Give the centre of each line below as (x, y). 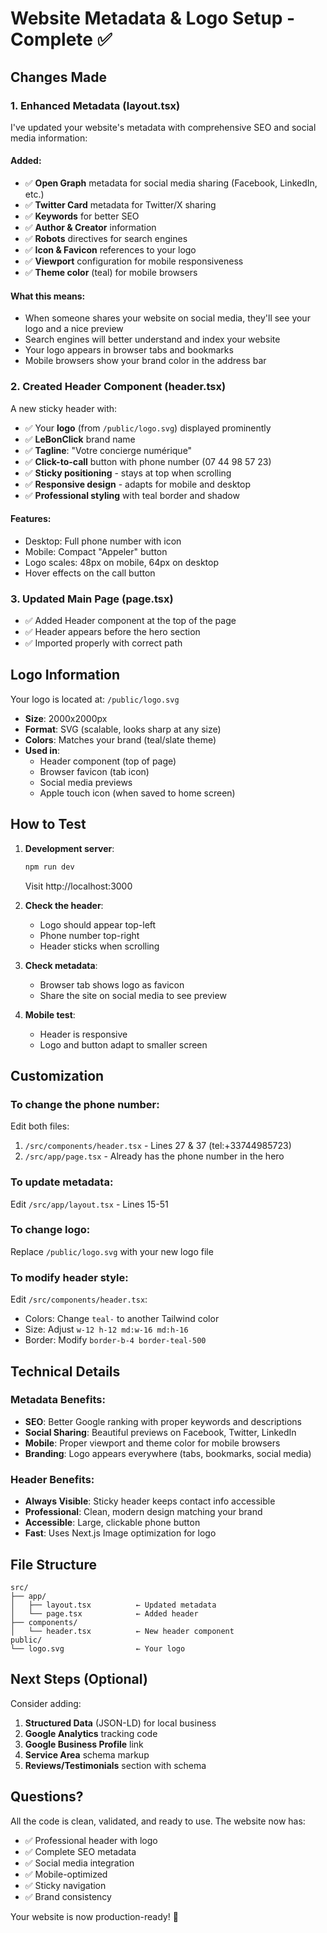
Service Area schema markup (87, 1754)
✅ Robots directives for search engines (106, 239)
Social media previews (86, 782)
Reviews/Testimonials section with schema (115, 1765)
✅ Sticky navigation (65, 1885)
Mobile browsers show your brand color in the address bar (145, 361)
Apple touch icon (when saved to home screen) (137, 793)
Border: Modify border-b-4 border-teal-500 (115, 1340)
